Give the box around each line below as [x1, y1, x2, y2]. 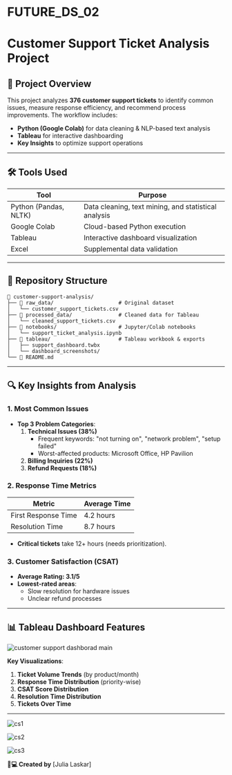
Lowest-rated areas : [17, 580, 77, 588]
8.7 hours [84, 522, 115, 531]
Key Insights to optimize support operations [17, 139, 144, 147]
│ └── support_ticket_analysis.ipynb [7, 329, 122, 336]
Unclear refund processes [27, 595, 102, 603]
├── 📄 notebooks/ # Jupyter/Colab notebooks [7, 323, 196, 330]
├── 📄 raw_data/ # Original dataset [7, 299, 175, 306]
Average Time [84, 499, 131, 508]
